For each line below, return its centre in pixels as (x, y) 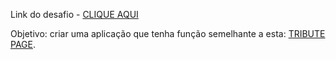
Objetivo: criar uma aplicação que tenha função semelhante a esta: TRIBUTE (168, 33)
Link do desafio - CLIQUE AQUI (74, 14)
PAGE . (23, 44)
